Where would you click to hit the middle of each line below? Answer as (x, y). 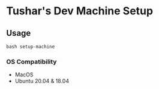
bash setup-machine (31, 47)
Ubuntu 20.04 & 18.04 (42, 81)
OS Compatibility (31, 62)
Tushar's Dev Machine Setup (80, 11)
